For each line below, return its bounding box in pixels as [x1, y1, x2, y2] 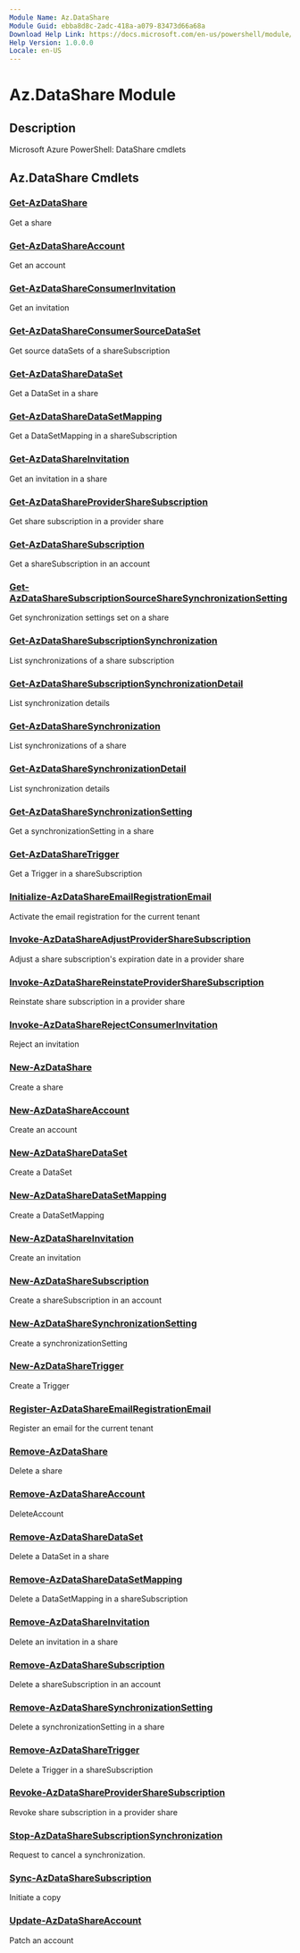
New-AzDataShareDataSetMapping [9, 1189, 167, 1202]
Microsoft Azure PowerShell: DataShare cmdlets [9, 144, 187, 155]
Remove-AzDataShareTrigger [9, 1744, 140, 1756]
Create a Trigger [9, 1380, 70, 1391]
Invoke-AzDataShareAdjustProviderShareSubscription [9, 933, 252, 946]
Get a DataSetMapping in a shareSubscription [9, 430, 178, 441]
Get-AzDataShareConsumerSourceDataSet [9, 325, 201, 337]
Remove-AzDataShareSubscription [9, 1659, 165, 1671]
